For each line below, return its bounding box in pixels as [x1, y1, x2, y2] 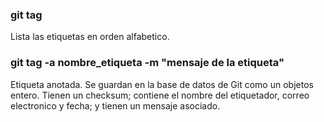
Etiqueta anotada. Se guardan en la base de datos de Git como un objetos [10, 78, 314, 90]
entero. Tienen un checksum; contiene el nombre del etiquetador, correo [10, 89, 310, 101]
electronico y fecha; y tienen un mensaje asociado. [10, 99, 221, 112]
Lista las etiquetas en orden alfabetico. [10, 31, 170, 43]
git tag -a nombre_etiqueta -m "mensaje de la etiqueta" [10, 56, 285, 70]
